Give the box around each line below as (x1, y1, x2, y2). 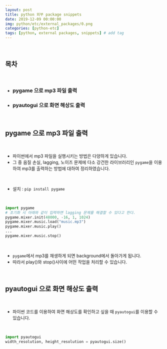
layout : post (5, 7, 32, 12)
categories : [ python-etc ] (5, 26, 59, 31)
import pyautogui (5, 334, 41, 339)
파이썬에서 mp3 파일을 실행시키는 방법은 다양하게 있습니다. (12, 153, 127, 159)
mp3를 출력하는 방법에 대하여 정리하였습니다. (21, 165, 110, 171)
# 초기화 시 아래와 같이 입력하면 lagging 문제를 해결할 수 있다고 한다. (5, 210, 136, 215)
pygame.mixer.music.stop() (5, 233, 61, 238)
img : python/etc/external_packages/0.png (5, 21, 93, 26)
